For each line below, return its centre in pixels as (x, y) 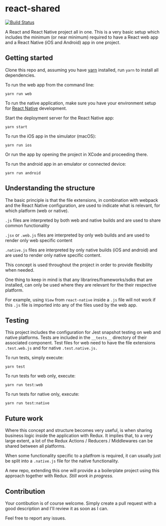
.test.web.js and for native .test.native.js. (51, 348)
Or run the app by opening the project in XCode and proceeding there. (77, 154)
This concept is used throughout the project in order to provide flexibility (79, 265)
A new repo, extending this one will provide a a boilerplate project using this (82, 471)
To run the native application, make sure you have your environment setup (81, 103)
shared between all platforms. (35, 446)
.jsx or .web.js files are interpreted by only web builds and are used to (77, 235)
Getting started (29, 58)
